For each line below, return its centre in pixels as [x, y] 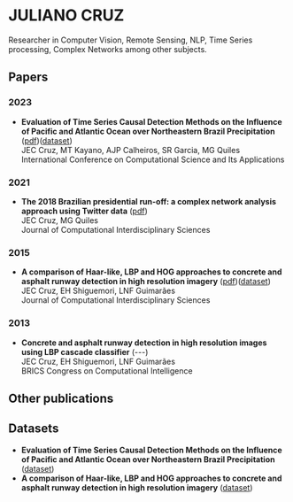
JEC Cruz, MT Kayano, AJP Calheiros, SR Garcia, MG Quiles [131, 150]
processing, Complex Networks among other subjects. [108, 49]
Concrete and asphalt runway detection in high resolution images [144, 343]
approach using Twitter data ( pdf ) [84, 211]
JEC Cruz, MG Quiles [60, 220]
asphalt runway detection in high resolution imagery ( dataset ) [137, 487]
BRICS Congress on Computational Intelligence [107, 371]
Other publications [61, 398]
